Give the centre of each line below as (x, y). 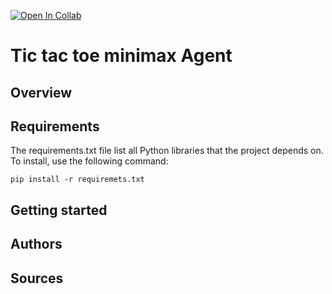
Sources (37, 278)
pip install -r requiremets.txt (77, 180)
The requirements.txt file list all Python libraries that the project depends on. (167, 151)
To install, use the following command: (89, 161)
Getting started (59, 210)
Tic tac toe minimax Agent (121, 56)
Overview (41, 92)
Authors (36, 244)
